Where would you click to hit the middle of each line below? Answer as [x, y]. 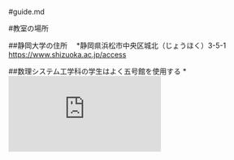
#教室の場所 [28, 28]
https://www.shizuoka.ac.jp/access [67, 55]
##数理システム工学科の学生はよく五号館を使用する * [97, 71]
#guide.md [26, 12]
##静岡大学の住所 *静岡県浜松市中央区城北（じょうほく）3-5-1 [117, 45]
